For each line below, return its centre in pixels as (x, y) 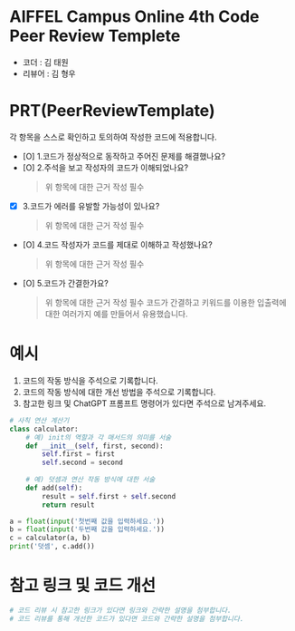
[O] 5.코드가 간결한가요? (65, 283)
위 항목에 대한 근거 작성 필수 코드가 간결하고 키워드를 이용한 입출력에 (166, 302)
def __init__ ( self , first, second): (95, 446)
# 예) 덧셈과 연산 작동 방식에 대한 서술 (90, 480)
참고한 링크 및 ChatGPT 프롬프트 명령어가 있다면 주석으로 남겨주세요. (144, 403)
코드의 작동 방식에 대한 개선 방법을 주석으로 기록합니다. (119, 392)
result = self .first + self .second (109, 496)
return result (68, 505)
